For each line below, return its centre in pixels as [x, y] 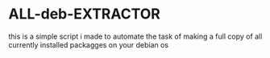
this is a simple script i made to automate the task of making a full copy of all [135, 36]
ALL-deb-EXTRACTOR [85, 14]
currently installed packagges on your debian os [89, 44]
